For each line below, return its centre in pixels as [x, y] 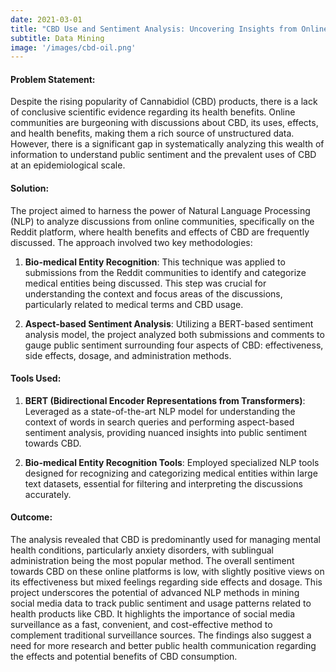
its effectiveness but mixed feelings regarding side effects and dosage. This [166, 582]
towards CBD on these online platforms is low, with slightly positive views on [167, 572]
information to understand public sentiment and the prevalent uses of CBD [163, 155]
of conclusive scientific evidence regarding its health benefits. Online [153, 112]
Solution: [30, 188]
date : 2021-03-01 [46, 19]
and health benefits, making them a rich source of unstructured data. [152, 133]
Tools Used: [36, 378]
